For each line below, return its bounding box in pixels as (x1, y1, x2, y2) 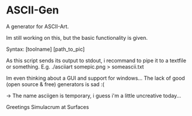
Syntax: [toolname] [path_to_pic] (6, 45, 85, 53)
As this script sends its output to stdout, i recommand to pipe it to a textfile (6, 57, 187, 64)
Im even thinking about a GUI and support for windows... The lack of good (6, 74, 185, 81)
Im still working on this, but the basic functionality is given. (6, 34, 148, 41)
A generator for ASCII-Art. (6, 23, 69, 30)
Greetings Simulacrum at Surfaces (6, 103, 89, 110)
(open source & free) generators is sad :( (6, 80, 105, 88)
